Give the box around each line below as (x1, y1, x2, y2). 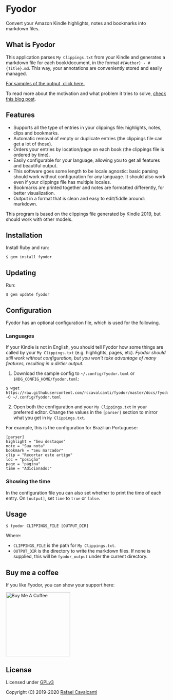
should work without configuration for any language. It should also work (13, 173, 166, 180)
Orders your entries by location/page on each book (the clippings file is (13, 146, 164, 152)
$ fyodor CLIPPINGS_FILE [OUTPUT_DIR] (6, 523, 89, 529)
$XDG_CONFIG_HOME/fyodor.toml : (13, 376, 80, 382)
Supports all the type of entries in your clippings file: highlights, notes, (13, 124, 162, 130)
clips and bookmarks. (13, 129, 59, 136)
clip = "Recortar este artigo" (6, 452, 73, 458)
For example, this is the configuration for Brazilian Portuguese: (6, 425, 138, 431)
